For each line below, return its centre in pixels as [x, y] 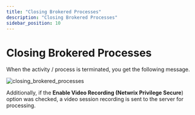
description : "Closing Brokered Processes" [62, 17]
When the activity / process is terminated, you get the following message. [98, 69]
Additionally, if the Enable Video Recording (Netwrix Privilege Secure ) [95, 93]
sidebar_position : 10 [34, 23]
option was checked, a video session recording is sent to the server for [95, 99]
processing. [21, 105]
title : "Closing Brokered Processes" [54, 12]
